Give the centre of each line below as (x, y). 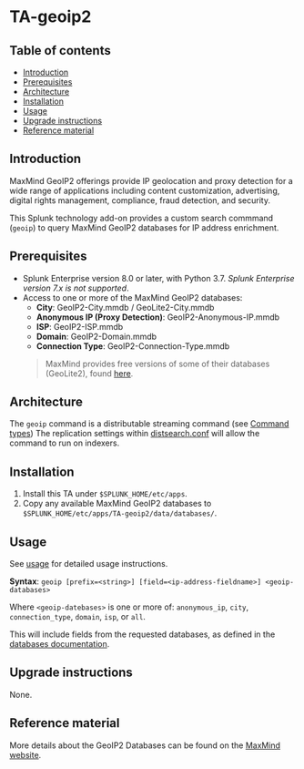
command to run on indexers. (65, 443)
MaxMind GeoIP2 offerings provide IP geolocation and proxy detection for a (151, 180)
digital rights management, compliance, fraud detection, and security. (140, 200)
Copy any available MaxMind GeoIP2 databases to (117, 504)
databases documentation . (60, 644)
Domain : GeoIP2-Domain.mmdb (96, 336)
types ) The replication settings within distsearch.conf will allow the (135, 434)
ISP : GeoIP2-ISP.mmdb (80, 326)
